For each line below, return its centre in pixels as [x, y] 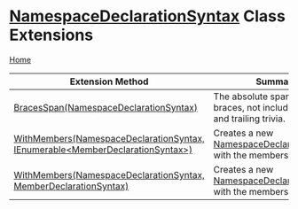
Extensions [51, 35]
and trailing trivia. [249, 119]
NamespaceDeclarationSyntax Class [147, 16]
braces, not [237, 107]
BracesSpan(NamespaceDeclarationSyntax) [106, 107]
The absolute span [252, 97]
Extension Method [109, 81]
